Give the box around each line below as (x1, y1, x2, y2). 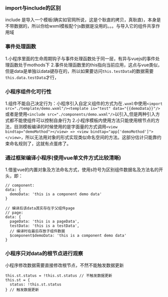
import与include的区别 (5, 4, 61, 11)
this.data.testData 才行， (5, 74, 59, 80)
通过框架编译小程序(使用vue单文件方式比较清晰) (5, 154, 121, 161)
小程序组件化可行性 (5, 88, 52, 95)
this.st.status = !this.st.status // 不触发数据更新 (5, 273, 112, 278)
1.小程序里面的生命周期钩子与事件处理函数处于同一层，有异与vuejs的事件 (5, 55, 155, 61)
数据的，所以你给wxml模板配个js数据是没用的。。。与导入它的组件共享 (14, 23, 156, 29)
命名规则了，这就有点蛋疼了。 (9, 140, 71, 146)
